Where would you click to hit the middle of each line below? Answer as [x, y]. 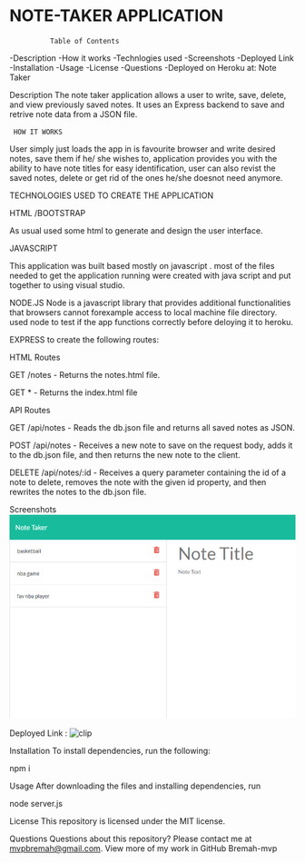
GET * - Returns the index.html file [74, 392]
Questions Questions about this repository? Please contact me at [131, 839]
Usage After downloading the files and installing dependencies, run [135, 786]
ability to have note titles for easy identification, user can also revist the [143, 168]
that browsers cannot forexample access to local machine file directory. [143, 312]
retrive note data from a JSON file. [74, 114]
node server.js [36, 804]
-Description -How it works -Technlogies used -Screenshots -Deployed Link [152, 58]
